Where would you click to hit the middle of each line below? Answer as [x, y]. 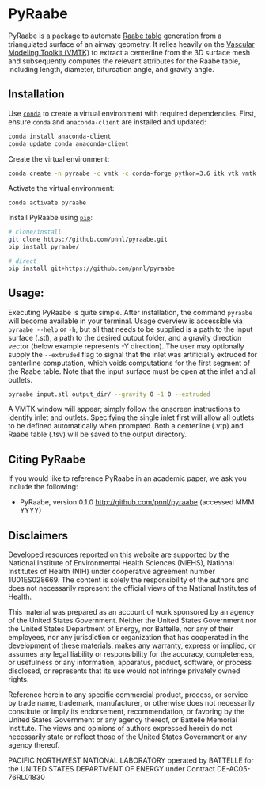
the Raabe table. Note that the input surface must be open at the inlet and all [132, 371]
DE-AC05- [233, 769]
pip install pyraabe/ [44, 247]
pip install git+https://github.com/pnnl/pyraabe [92, 268]
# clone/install [35, 232]
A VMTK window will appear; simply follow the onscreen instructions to [124, 409]
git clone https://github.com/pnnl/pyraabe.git [88, 240]
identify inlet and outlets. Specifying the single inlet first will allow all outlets [131, 417]
